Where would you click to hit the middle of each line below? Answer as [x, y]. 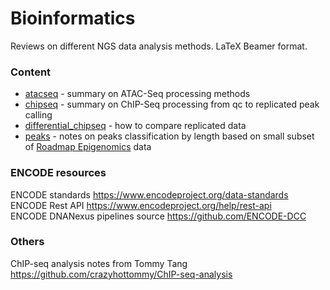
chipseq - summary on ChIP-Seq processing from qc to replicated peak [172, 104]
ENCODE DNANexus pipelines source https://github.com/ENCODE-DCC [158, 216]
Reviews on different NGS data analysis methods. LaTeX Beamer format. [159, 46]
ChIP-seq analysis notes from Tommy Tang [99, 263]
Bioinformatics [73, 18]
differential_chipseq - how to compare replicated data [135, 126]
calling [38, 115]
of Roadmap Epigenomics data [88, 147]
